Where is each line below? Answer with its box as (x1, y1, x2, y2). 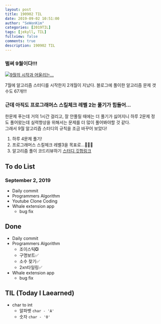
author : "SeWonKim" (5, 20, 45, 26)
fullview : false (5, 34, 38, 39)
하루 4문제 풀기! (12, 136, 43, 142)
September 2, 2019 (5, 177, 51, 184)
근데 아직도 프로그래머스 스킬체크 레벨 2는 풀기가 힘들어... (5, 101, 131, 108)
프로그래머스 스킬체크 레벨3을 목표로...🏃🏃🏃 (12, 142, 93, 148)
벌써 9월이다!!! (5, 60, 38, 67)
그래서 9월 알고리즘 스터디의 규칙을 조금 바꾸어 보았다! (5, 125, 108, 131)
